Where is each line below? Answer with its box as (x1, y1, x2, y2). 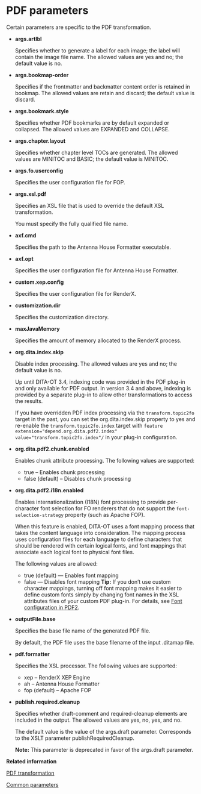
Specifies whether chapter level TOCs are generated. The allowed (14, 149, 178, 156)
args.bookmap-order (14, 71, 69, 78)
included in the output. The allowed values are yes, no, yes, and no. (14, 716, 182, 724)
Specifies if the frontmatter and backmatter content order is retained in (14, 83, 190, 90)
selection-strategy (14, 512, 64, 518)
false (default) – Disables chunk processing (23, 475, 131, 482)
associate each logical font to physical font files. (14, 548, 134, 555)
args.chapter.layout (14, 137, 66, 145)
